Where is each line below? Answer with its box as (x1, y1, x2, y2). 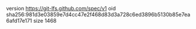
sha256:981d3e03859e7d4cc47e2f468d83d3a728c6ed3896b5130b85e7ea (6, 11, 191, 18)
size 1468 (33, 17, 57, 24)
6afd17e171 (6, 17, 32, 24)
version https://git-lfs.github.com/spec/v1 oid (6, 5, 116, 12)
